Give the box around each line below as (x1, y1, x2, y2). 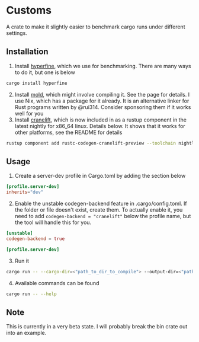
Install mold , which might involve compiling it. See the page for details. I (14, 91, 190, 98)
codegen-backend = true (6, 235, 65, 242)
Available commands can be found (14, 279, 99, 286)
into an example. (6, 330, 47, 337)
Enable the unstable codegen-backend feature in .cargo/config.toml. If (14, 200, 188, 207)
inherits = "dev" (6, 189, 44, 196)
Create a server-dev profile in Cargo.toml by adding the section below (14, 172, 186, 180)
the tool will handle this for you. (14, 219, 92, 226)
